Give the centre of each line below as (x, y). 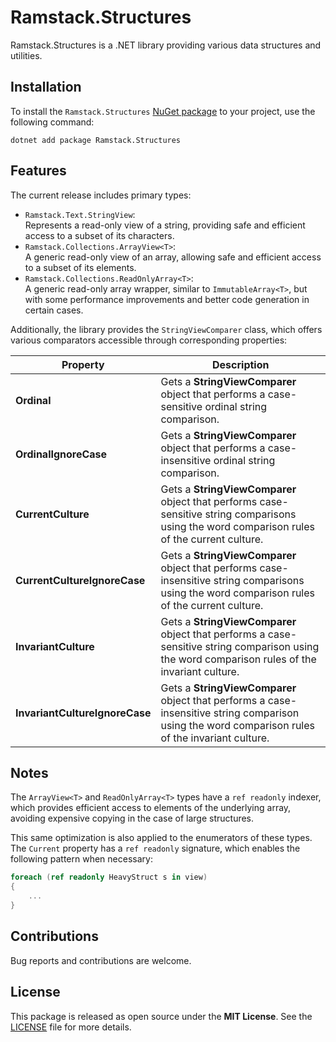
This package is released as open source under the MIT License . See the (161, 1016)
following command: (52, 122)
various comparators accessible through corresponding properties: (149, 340)
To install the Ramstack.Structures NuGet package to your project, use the (163, 111)
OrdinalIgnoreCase (61, 454)
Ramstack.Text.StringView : (80, 214)
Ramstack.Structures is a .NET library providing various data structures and (166, 45)
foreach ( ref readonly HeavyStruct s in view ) (109, 877)
